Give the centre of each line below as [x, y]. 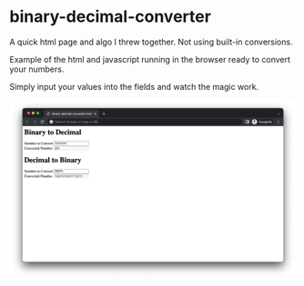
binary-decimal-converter [111, 17]
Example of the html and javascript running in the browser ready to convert [150, 59]
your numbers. [37, 69]
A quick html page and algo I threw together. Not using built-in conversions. [151, 42]
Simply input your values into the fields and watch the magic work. [134, 86]
